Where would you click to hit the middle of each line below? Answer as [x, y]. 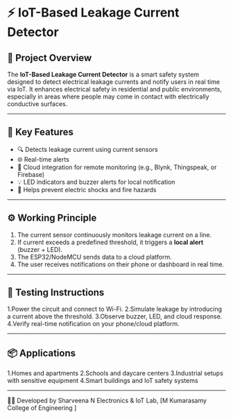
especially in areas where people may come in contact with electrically [108, 96]
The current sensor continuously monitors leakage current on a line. [114, 234]
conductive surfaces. [37, 104]
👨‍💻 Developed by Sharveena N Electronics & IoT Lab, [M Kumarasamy [107, 401]
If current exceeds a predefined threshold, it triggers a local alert [110, 242]
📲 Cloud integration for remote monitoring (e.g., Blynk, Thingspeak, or [117, 167]
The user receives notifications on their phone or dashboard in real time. [120, 264]
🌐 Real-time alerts [43, 159]
